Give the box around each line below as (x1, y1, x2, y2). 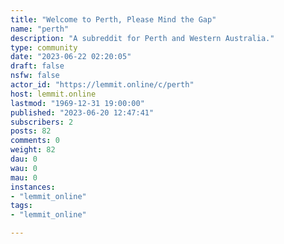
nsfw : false (10, 71, 60, 81)
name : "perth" (10, 24, 70, 34)
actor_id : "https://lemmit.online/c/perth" (10, 80, 195, 90)
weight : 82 (10, 145, 56, 155)
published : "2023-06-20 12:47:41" (10, 107, 155, 118)
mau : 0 (10, 172, 38, 183)
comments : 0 (10, 136, 60, 146)
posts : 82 (10, 126, 52, 136)
